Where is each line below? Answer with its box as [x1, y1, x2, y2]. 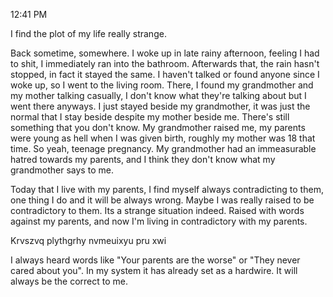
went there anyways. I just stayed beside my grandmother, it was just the [10, 100, 311, 112]
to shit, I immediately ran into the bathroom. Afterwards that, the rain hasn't [10, 58, 320, 69]
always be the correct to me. [10, 275, 129, 287]
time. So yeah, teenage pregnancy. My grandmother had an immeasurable [10, 143, 317, 154]
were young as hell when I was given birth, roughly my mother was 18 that [10, 132, 316, 144]
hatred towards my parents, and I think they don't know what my [10, 154, 276, 165]
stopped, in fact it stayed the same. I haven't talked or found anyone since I [10, 69, 320, 80]
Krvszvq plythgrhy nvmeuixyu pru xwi [10, 235, 167, 246]
